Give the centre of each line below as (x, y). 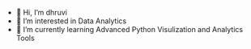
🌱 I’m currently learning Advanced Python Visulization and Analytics (130, 29)
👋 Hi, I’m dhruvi (41, 12)
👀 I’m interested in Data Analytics (71, 21)
